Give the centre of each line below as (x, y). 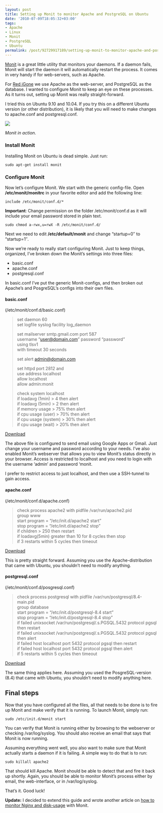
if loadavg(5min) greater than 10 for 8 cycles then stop (71, 536)
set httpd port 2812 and (40, 369)
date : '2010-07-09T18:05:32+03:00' (41, 19)
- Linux (13, 32)
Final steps (22, 693)
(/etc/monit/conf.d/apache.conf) (37, 501)
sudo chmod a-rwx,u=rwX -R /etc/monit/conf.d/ (53, 225)
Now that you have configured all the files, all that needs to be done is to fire (81, 705)
